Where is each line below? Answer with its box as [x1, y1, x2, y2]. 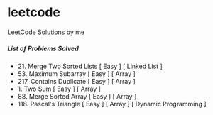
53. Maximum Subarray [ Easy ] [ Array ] [17, 69, 136, 78]
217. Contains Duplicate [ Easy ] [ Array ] [17, 77, 136, 85]
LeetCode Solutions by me [7, 28, 85, 36]
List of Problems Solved [7, 44, 80, 53]
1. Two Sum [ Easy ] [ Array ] [17, 84, 102, 93]
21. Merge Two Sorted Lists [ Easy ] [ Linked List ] [17, 62, 163, 70]
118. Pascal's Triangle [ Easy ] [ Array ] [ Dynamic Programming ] [17, 99, 207, 108]
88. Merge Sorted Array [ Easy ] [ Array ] [17, 92, 137, 100]
